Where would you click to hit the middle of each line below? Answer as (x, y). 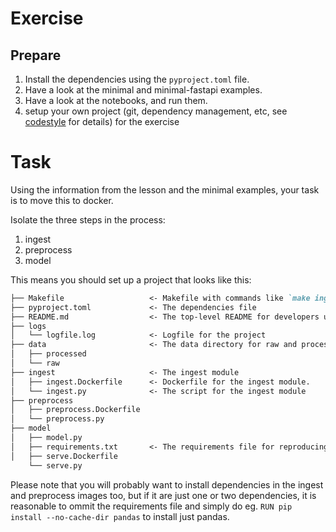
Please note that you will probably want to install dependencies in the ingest (167, 484)
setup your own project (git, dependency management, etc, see (156, 111)
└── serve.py (55, 465)
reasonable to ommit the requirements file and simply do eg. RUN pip (151, 506)
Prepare (36, 55)
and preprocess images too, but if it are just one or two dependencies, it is (163, 495)
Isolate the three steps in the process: (88, 219)
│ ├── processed (48, 354)
